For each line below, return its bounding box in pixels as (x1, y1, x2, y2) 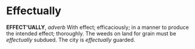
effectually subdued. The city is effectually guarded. (6, 36, 136, 43)
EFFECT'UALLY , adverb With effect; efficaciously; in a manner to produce (6, 24, 190, 31)
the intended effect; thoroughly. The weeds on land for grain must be (6, 30, 176, 37)
